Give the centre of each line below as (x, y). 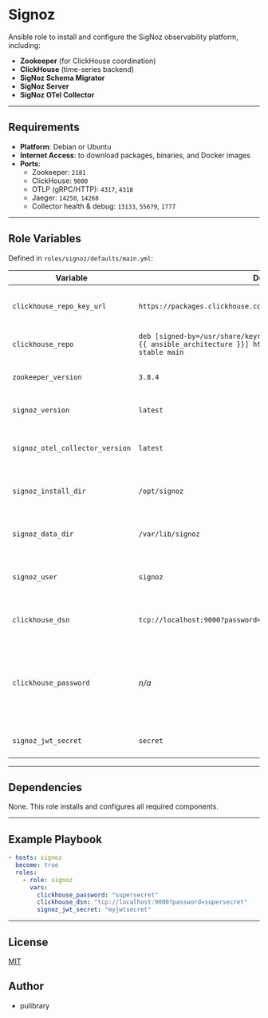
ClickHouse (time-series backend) (77, 69)
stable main (161, 352)
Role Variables (45, 239)
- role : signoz (48, 880)
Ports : (30, 163)
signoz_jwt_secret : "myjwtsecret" (94, 910)
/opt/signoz (161, 491)
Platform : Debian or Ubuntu (65, 146)
